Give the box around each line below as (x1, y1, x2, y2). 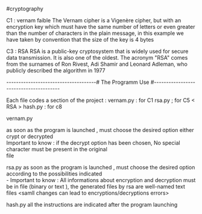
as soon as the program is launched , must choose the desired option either (6, 127, 194, 133)
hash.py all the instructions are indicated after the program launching (6, 201, 178, 208)
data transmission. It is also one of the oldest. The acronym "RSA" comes (6, 54, 188, 61)
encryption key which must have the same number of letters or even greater (6, 24, 195, 30)
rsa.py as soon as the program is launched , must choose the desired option (6, 164, 195, 171)
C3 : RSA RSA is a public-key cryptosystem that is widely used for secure (6, 48, 189, 55)
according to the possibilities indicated (6, 170, 103, 177)
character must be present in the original (6, 146, 107, 153)
